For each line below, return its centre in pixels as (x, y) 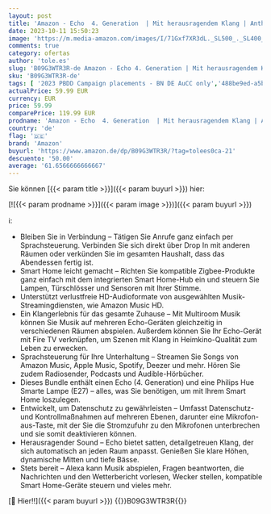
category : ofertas (39, 53)
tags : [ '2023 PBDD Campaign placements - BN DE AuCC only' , (113, 83)
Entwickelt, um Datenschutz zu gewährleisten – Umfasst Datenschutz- (137, 408)
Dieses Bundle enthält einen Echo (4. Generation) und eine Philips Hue (137, 382)
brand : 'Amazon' (35, 143)
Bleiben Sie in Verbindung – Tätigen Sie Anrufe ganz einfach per (127, 237)
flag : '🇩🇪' (28, 136)
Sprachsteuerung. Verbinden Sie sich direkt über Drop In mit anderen (135, 245)
